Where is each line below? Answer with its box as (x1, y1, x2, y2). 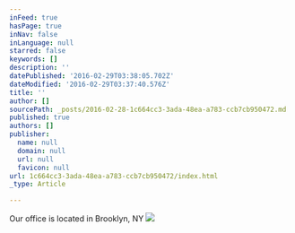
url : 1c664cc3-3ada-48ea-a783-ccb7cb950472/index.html (9, 171, 219, 180)
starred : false (9, 47, 66, 56)
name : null (17, 138, 58, 147)
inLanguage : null (9, 38, 74, 47)
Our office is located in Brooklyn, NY (9, 213, 144, 224)
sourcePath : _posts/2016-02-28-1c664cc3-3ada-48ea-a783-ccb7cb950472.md (9, 105, 287, 114)
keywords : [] (9, 55, 58, 64)
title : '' (9, 88, 47, 97)
